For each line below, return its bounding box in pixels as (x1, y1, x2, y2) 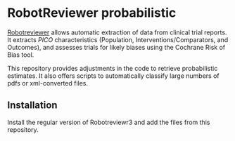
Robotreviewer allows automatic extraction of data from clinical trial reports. (7, 28, 227, 36)
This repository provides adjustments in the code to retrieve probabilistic (7, 64, 218, 72)
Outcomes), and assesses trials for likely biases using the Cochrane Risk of (7, 43, 226, 51)
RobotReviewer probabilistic (7, 5, 177, 21)
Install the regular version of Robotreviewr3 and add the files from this (7, 118, 210, 126)
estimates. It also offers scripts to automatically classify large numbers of (7, 72, 220, 80)
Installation (7, 100, 58, 112)
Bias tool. (7, 51, 34, 59)
